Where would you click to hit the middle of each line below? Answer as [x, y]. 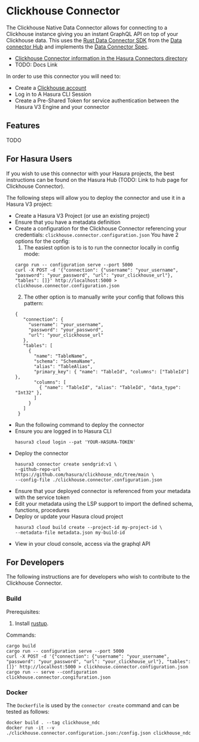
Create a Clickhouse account [50, 87]
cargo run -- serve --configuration [52, 672]
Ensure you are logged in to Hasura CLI [63, 431]
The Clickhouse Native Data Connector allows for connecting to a [87, 28]
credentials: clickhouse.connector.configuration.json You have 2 [97, 235]
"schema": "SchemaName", [65, 361]
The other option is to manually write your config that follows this [104, 297]
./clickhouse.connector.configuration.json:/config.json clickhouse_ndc [99, 733]
